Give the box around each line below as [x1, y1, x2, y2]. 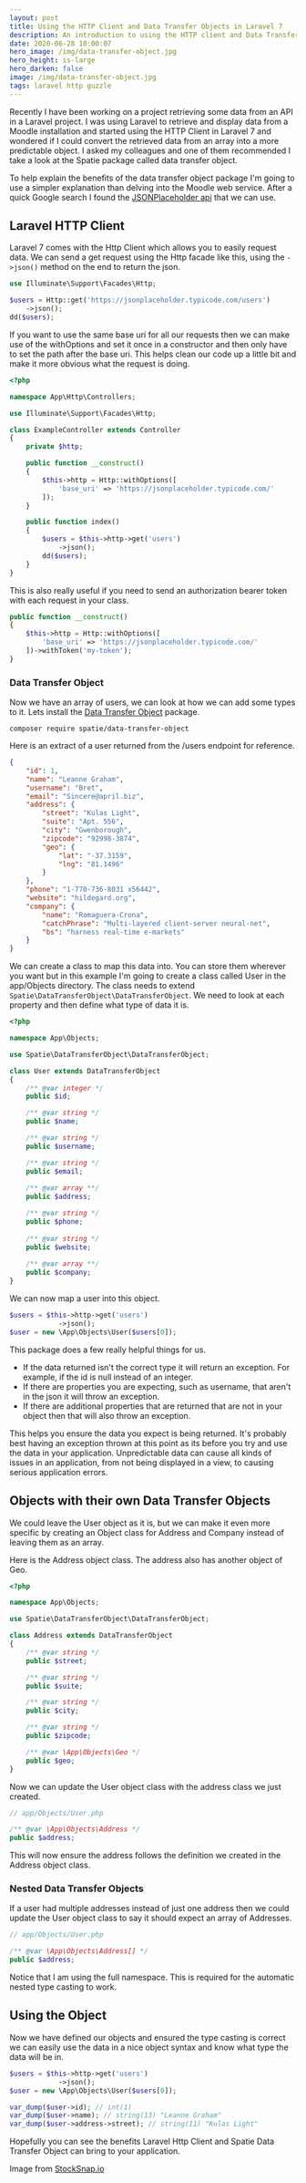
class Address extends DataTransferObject [9, 1631, 173, 1640]
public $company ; [25, 1268, 92, 1278]
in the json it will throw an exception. [22, 1391, 160, 1402]
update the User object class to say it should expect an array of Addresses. [9, 1912, 292, 1924]
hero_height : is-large [9, 56, 96, 65]
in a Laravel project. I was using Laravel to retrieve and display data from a [9, 116, 289, 127]
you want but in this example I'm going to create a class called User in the [9, 970, 287, 981]
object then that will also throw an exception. [22, 1410, 191, 1421]
